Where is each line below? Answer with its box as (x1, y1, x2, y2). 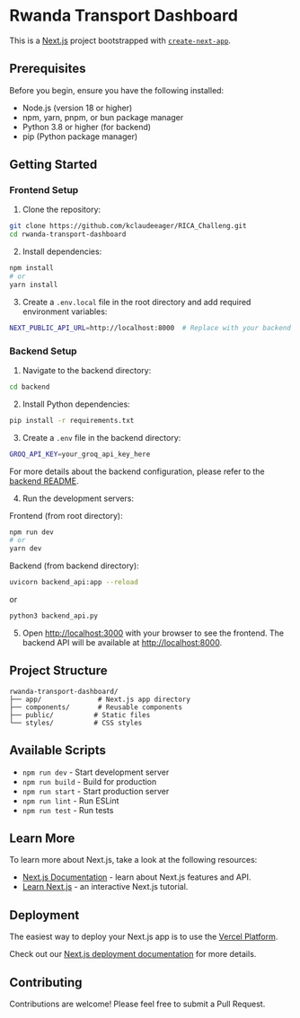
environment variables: (22, 306, 108, 317)
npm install (9, 264, 54, 273)
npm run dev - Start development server (22, 767, 170, 777)
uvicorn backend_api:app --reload (9, 578, 139, 587)
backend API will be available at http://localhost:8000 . (22, 636, 223, 647)
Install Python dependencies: (22, 399, 130, 409)
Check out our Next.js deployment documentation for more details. (9, 949, 257, 960)
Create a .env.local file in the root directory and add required (22, 296, 251, 307)
